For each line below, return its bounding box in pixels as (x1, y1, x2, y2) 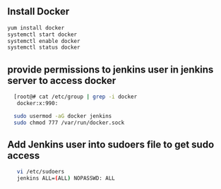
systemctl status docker (7, 44, 80, 51)
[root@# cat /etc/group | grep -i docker (13, 93, 138, 101)
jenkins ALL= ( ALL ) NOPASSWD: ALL (16, 175, 115, 182)
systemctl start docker (7, 31, 78, 38)
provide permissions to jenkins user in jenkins (7, 63, 214, 75)
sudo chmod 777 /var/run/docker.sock (13, 119, 125, 126)
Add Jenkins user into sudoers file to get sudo (7, 139, 215, 151)
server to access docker (7, 74, 117, 87)
